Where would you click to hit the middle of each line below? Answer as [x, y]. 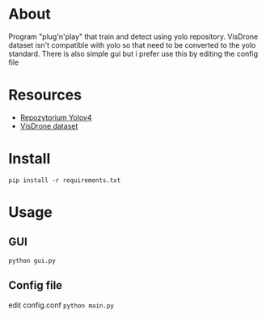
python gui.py [32, 261]
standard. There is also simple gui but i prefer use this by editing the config [133, 53]
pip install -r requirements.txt [65, 180]
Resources [45, 95]
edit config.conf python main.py [61, 305]
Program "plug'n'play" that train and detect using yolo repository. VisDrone [133, 36]
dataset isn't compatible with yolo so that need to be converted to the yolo [132, 45]
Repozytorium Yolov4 [56, 117]
